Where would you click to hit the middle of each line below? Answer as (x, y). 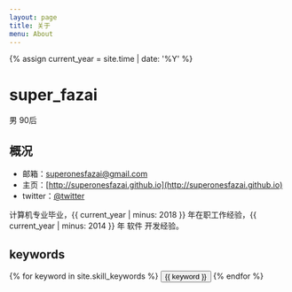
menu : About (31, 34)
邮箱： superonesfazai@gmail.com (85, 174)
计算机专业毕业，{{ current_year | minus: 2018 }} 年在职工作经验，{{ (133, 215)
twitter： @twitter (53, 196)
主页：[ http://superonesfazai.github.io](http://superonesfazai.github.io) (152, 185)
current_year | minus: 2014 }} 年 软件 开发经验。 (97, 226)
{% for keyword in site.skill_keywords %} (84, 276)
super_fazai (53, 95)
